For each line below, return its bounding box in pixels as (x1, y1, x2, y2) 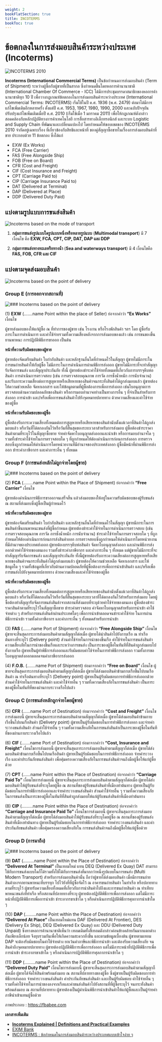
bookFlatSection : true (5, 12, 51, 17)
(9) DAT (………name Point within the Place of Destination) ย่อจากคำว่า (5, 858, 139, 864)
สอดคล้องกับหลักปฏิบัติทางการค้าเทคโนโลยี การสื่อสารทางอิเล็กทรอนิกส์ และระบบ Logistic (5, 116, 149, 122)
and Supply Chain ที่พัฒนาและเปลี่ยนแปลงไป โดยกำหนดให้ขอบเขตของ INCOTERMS (5, 122, 150, 127)
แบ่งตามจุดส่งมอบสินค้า (5, 265, 59, 274)
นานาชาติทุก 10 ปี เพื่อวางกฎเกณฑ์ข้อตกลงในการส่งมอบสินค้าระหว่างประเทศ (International (5, 94, 153, 100)
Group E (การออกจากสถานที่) (5, 290, 64, 297)
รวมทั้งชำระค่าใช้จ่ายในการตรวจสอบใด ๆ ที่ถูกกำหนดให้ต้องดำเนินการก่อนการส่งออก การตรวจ (5, 436, 152, 442)
